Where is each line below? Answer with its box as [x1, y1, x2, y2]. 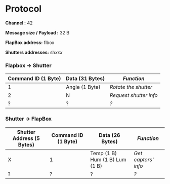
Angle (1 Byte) [65, 84, 101, 91]
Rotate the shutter [109, 84, 153, 91]
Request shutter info [109, 92, 158, 99]
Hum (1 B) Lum [90, 156, 126, 163]
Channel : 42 [5, 20, 33, 26]
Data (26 [98, 131, 120, 138]
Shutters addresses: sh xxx [5, 49, 63, 55]
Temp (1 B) [90, 150, 117, 157]
